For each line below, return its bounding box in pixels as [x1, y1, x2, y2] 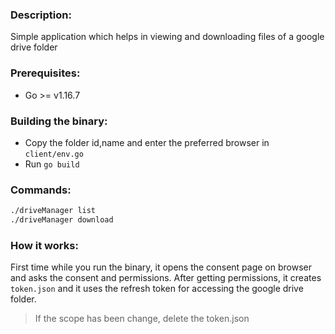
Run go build [24, 158, 80, 170]
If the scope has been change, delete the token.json [34, 313, 250, 325]
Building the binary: [10, 114, 108, 128]
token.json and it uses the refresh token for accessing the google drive [10, 283, 304, 295]
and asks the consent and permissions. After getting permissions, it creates [10, 272, 322, 284]
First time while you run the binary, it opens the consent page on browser [10, 261, 313, 273]
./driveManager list [10, 206, 97, 216]
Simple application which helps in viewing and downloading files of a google [10, 31, 325, 43]
